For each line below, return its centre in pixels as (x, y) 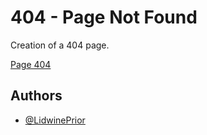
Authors (36, 96)
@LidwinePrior (55, 120)
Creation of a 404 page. (60, 45)
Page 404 (31, 64)
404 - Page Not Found (104, 17)
